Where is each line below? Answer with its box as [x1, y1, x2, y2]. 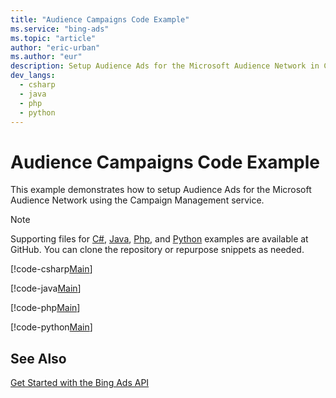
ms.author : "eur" [10, 52, 83, 62]
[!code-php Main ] [10, 302, 81, 314]
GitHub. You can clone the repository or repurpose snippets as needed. [10, 244, 305, 256]
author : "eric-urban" [10, 42, 101, 53]
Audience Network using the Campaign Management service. [10, 194, 265, 206]
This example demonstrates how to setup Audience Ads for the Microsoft [10, 184, 312, 196]
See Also [10, 350, 67, 367]
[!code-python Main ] [10, 321, 93, 333]
